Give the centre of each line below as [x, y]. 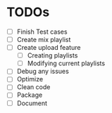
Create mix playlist [44, 40]
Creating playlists [52, 55]
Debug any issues [43, 72]
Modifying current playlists [66, 63]
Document [32, 103]
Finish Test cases [42, 32]
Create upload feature [49, 48]
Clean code [33, 87]
